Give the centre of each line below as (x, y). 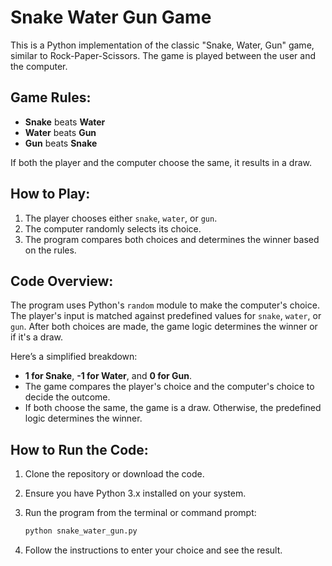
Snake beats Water (65, 122)
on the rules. (50, 250)
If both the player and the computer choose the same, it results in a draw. (161, 162)
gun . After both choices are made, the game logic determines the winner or (164, 327)
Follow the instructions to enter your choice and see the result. (153, 550)
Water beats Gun (60, 132)
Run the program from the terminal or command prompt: (140, 513)
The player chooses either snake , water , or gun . (121, 218)
